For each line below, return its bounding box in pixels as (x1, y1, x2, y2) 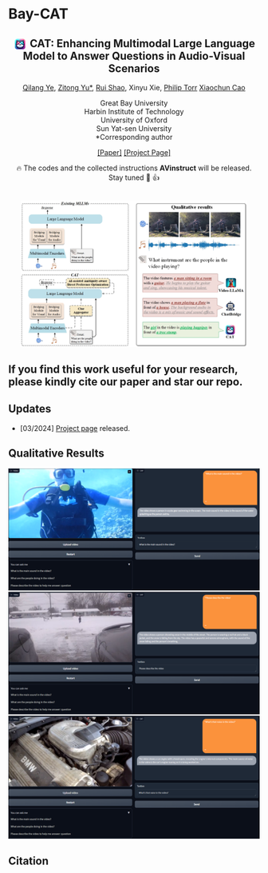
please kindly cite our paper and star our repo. (8, 375, 243, 389)
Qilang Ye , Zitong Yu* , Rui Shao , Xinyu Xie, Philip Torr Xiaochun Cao (22, 83, 246, 92)
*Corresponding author (95, 133, 173, 142)
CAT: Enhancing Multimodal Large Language (29, 37, 255, 50)
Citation (8, 855, 49, 868)
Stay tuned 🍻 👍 (108, 173, 160, 182)
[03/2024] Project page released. (19, 423, 130, 433)
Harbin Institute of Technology (84, 107, 184, 116)
